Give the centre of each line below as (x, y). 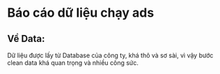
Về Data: (26, 39)
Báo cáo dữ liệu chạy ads (81, 13)
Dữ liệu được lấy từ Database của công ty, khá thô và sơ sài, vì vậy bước (110, 55)
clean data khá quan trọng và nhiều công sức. (73, 63)
